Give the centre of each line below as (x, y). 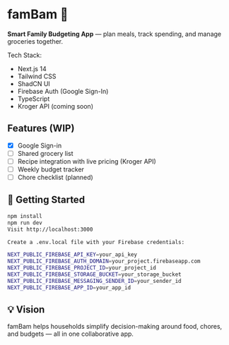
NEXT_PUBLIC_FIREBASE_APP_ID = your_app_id (69, 287)
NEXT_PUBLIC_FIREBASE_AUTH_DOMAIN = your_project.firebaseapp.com (104, 261)
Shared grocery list (45, 153)
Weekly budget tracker (51, 169)
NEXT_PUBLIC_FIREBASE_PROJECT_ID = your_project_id (82, 268)
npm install (25, 216)
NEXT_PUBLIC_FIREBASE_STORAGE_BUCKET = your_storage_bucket (94, 274)
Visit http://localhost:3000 (50, 229)
